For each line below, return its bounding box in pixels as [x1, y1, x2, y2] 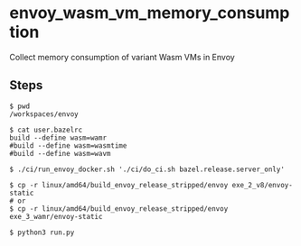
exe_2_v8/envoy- [231, 180, 294, 189]
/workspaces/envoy [9, 109, 79, 119]
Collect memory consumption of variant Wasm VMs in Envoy [9, 51, 235, 62]
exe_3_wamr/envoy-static [9, 212, 103, 221]
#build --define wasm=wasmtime [9, 141, 127, 150]
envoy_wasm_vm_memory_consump [9, 3, 290, 23]
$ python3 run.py [9, 228, 75, 237]
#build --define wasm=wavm [9, 149, 111, 158]
